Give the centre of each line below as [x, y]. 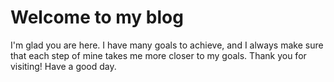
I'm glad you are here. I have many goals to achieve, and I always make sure [167, 45]
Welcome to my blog [97, 17]
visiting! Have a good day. [63, 66]
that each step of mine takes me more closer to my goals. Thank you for [158, 55]
